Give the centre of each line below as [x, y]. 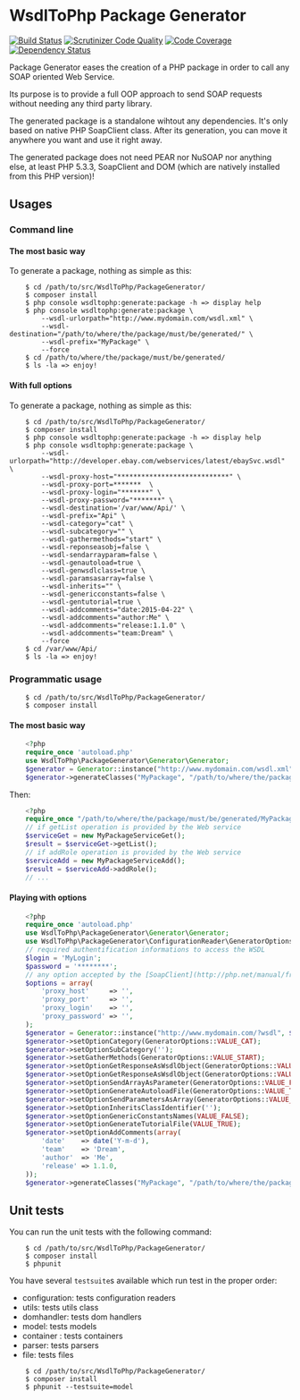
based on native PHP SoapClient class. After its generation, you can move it [148, 130]
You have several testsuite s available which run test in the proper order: [143, 1281]
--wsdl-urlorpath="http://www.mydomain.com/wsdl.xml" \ [147, 318]
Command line [42, 230]
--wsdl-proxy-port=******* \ [97, 484]
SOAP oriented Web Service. [62, 76]
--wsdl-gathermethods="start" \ [102, 539]
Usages [31, 204]
